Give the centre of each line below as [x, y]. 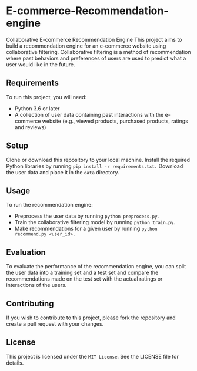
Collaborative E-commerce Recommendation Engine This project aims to [94, 39]
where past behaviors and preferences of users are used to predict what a [96, 58]
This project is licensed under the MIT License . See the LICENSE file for [93, 356]
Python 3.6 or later [37, 108]
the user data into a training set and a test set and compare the [82, 273]
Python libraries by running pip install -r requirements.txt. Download [95, 166]
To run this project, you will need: [46, 97]
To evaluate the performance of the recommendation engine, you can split [96, 267]
